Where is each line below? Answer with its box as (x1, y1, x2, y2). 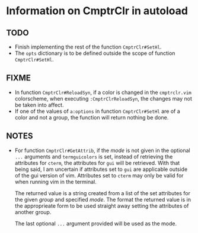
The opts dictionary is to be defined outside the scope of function (14, 50, 175, 57)
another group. (14, 208, 52, 215)
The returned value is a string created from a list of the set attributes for (14, 189, 191, 196)
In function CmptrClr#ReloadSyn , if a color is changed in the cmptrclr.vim (14, 89, 191, 96)
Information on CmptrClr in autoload (6, 4, 189, 18)
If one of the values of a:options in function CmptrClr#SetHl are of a (14, 108, 181, 115)
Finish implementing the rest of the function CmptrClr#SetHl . (14, 43, 162, 50)
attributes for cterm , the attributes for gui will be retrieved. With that (14, 159, 180, 166)
